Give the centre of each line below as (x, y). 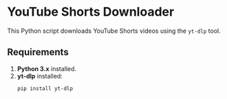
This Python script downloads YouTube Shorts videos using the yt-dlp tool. (114, 31)
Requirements (38, 52)
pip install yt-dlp (45, 88)
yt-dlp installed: (40, 76)
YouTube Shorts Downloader (91, 12)
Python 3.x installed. (47, 68)
